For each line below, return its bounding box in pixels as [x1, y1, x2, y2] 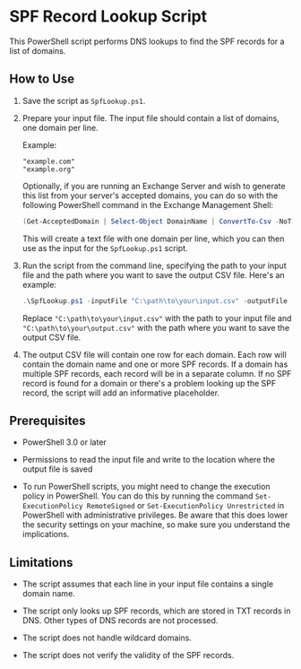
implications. [21, 529, 70, 540]
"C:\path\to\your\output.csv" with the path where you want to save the [21, 322, 290, 333]
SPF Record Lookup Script [9, 6, 208, 27]
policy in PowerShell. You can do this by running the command [21, 491, 254, 501]
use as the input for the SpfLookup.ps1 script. [21, 242, 188, 253]
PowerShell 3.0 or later [21, 437, 107, 447]
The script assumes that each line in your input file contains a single [21, 578, 274, 589]
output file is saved [21, 464, 93, 474]
